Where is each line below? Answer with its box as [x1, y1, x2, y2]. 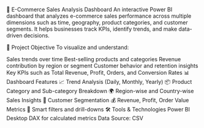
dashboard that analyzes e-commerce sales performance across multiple [6, 12, 192, 20]
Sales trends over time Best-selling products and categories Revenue [6, 56, 181, 62]
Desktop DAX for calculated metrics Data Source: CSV [6, 115, 144, 122]
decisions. [23, 32, 50, 39]
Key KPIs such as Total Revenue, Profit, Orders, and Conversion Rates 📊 [6, 69, 190, 76]
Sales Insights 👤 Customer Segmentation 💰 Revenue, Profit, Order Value [6, 97, 189, 104]
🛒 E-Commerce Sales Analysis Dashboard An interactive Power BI [6, 6, 173, 13]
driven [6, 32, 23, 39]
